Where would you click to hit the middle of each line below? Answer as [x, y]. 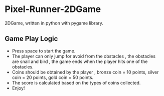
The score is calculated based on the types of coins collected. [76, 82]
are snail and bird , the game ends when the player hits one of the [80, 61]
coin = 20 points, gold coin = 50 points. [53, 77]
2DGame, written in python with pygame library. [54, 23]
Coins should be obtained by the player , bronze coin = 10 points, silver [85, 72]
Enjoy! [18, 88]
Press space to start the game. [44, 50]
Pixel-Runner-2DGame [53, 9]
